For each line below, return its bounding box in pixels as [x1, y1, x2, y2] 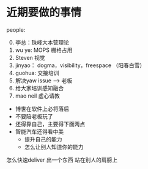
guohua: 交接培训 [15, 69, 59, 76]
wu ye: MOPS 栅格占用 [15, 46, 73, 54]
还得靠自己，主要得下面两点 [15, 120, 86, 128]
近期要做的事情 [6, 5, 82, 20]
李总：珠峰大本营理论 [15, 38, 69, 46]
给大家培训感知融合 [15, 84, 64, 92]
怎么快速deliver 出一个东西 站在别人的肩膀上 [6, 156, 118, 164]
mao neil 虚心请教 [15, 92, 60, 99]
